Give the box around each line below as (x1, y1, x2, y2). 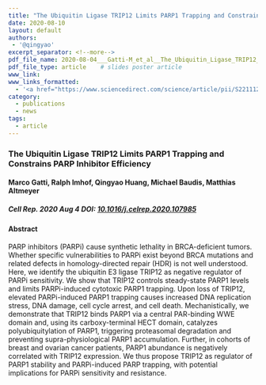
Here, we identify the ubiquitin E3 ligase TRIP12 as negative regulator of (8, 267, 242, 276)
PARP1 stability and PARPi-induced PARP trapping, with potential (8, 360, 218, 369)
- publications (15, 100, 66, 108)
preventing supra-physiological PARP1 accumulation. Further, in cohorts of (8, 334, 251, 344)
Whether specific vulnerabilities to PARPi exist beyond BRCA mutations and (8, 250, 253, 260)
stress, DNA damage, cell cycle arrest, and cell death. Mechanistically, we (8, 300, 249, 310)
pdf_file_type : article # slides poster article (8, 63, 182, 71)
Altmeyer (8, 186, 40, 196)
